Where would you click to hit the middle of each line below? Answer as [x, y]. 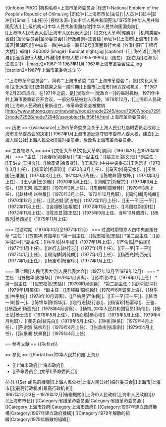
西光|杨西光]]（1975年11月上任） [38, 219]
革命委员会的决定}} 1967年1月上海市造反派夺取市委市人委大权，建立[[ [84, 134]
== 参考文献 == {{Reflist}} [31, 344]
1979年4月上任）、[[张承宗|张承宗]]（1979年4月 [102, 327]
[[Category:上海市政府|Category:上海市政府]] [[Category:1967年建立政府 [79, 407]
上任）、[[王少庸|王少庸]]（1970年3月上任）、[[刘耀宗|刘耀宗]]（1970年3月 [79, 182]
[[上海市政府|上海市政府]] [38, 365]
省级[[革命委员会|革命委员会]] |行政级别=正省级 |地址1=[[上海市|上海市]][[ [80, 39]
